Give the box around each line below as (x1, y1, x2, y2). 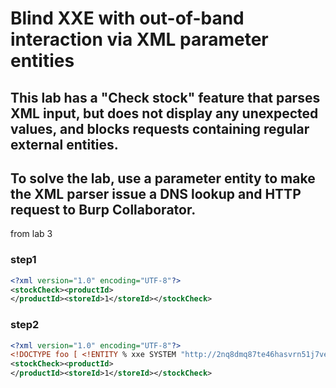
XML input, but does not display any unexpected (10, 105, 319, 122)
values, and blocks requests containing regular (10, 120, 310, 137)
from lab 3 (10, 228, 53, 240)
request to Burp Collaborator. (10, 201, 197, 218)
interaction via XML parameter (10, 28, 269, 51)
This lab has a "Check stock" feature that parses (10, 89, 321, 106)
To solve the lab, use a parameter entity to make (10, 170, 316, 187)
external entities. (10, 136, 119, 153)
